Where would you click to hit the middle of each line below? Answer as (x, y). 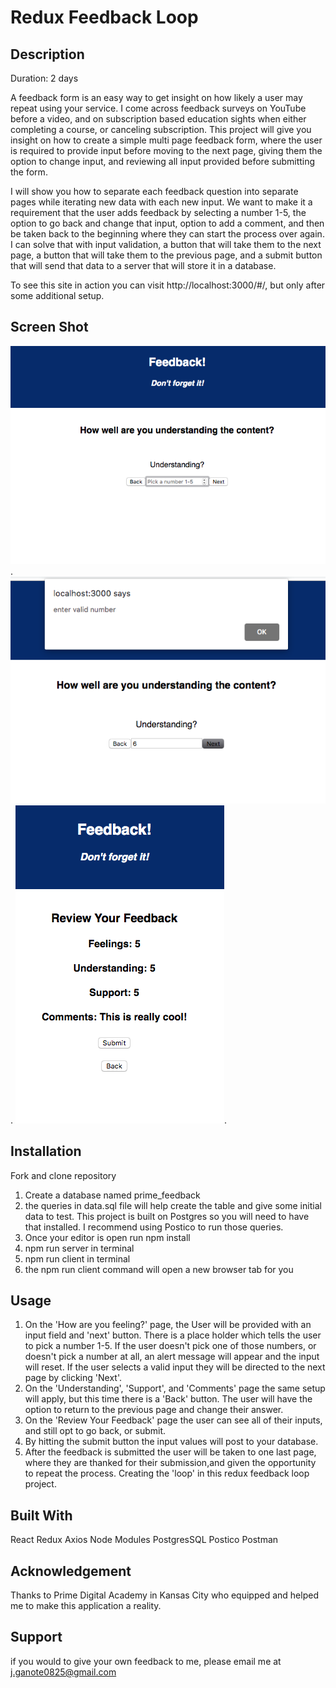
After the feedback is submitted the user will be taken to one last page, (170, 1452)
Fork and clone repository (63, 1175)
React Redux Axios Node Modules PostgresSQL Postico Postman (144, 1540)
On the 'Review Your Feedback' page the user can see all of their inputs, (173, 1420)
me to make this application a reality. (86, 1605)
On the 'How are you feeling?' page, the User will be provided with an (168, 1325)
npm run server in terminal (79, 1248)
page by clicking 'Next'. (73, 1378)
